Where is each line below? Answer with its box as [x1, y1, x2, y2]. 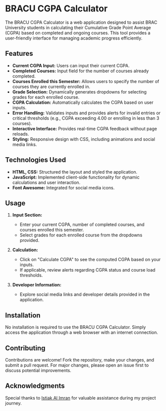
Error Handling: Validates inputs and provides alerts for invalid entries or [12, 110, 161, 116]
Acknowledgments [5, 382, 65, 390]
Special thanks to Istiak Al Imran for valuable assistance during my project [5, 395, 156, 401]
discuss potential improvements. [5, 367, 72, 373]
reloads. [12, 131, 29, 137]
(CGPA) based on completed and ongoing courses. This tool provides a [5, 30, 151, 36]
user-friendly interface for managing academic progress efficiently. [5, 35, 143, 41]
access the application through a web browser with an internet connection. [5, 329, 159, 335]
